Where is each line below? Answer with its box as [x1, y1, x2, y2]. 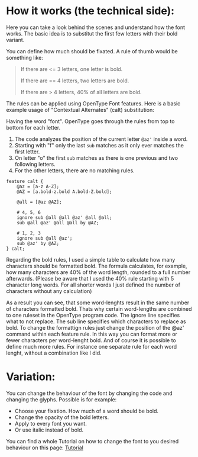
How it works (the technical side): [6, 4, 175, 18]
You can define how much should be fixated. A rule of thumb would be [6, 47, 178, 54]
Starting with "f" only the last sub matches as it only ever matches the [14, 141, 184, 149]
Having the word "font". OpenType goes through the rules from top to [6, 117, 175, 125]
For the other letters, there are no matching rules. [14, 167, 135, 174]
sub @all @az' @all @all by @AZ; [17, 220, 99, 226]
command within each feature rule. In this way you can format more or [6, 330, 177, 337]
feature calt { [6, 178, 44, 184]
